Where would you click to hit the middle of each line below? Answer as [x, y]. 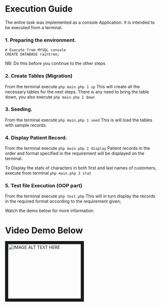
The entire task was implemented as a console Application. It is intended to [80, 22]
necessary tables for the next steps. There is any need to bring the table [77, 92]
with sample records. [26, 125]
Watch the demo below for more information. [50, 211]
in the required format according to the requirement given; [63, 201]
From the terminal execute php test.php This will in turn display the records [80, 196]
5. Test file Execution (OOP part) [44, 186]
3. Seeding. [19, 109]
